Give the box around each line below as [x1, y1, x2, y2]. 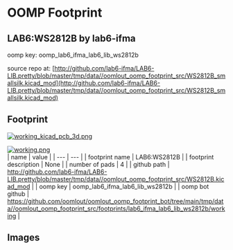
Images [7, 232, 40, 244]
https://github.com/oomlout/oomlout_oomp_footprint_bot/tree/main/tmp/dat [7, 197, 224, 205]
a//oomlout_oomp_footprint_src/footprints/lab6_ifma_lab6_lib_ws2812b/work [7, 204, 225, 213]
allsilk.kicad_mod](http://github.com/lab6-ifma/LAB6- [7, 79, 161, 87]
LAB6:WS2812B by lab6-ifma [7, 33, 137, 44]
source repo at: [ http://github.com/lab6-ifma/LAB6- [7, 64, 155, 72]
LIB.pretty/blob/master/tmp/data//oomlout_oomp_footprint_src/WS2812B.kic [7, 175, 225, 183]
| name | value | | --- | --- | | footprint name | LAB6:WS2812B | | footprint [7, 152, 214, 161]
